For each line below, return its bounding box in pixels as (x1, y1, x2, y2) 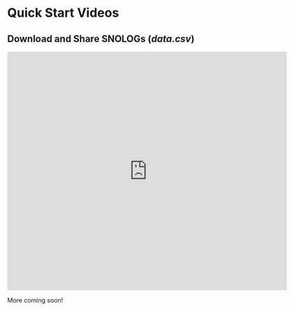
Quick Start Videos (7, 5, 119, 21)
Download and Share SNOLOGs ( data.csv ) (7, 33, 195, 45)
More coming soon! (7, 296, 64, 304)
